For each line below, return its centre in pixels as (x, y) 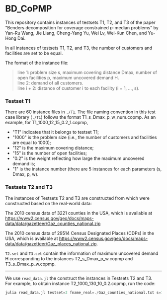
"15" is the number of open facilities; (49, 153)
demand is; (24, 164)
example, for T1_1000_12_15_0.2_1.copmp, (47, 123)
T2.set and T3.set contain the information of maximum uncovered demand (82, 253)
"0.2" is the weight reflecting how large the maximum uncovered (79, 158)
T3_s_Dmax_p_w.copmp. (31, 264)
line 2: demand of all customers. (50, 83)
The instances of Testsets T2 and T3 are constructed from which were (78, 198)
